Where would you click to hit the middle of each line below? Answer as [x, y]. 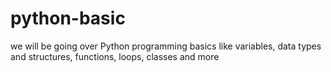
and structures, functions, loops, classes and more [115, 56]
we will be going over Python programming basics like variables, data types [166, 46]
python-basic [68, 18]
